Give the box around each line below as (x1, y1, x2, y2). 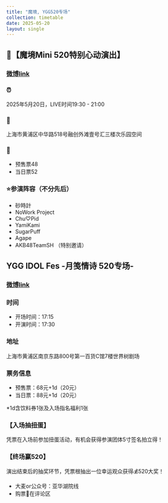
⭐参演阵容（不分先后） (6, 185, 73, 193)
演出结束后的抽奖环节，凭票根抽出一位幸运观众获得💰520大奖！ (6, 467, 164, 475)
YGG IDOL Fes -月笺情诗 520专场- (6, 261, 134, 271)
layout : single (6, 25, 45, 32)
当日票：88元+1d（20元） (15, 391, 80, 399)
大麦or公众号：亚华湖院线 (15, 482, 79, 490)
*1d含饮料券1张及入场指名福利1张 (6, 404, 89, 411)
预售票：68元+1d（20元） (15, 384, 80, 391)
